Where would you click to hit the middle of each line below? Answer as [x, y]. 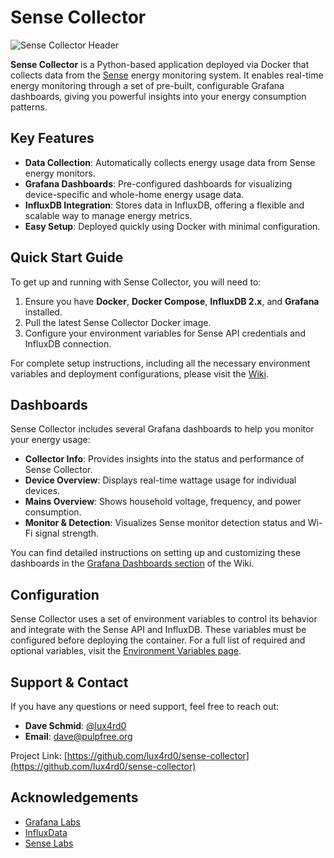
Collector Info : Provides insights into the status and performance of [164, 459]
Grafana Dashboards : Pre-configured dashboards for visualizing [158, 183]
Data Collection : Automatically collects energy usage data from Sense [170, 162]
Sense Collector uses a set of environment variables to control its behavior [164, 619]
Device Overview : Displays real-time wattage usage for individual [160, 480]
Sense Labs [49, 843]
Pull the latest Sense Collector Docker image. [118, 322]
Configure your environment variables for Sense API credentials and [165, 333]
